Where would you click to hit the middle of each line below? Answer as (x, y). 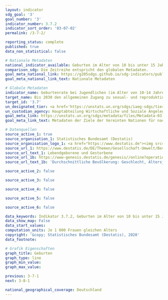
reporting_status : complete (34, 42)
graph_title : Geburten (29, 253)
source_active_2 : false (30, 171)
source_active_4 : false (30, 189)
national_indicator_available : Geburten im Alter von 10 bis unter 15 (80, 65)
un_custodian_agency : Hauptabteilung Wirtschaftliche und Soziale (76, 111)
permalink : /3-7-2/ (25, 33)
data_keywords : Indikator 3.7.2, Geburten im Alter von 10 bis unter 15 (82, 216)
